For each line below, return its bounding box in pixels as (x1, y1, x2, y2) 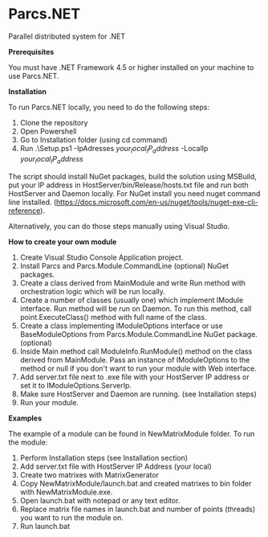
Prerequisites (8, 47, 55, 56)
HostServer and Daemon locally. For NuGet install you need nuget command (8, 188, 261, 198)
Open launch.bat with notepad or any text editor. (19, 495, 181, 505)
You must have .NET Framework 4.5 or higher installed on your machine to (8, 62, 254, 72)
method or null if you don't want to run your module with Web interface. (19, 363, 257, 373)
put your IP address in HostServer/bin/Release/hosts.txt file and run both (8, 180, 249, 190)
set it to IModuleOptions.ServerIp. (19, 380, 132, 390)
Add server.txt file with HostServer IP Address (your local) (19, 461, 213, 471)
